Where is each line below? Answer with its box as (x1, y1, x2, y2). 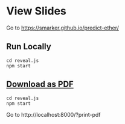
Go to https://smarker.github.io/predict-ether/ (6, 24, 120, 31)
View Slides (6, 4, 66, 18)
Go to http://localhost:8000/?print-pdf (6, 111, 101, 118)
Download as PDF (6, 79, 74, 90)
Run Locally (6, 42, 51, 52)
